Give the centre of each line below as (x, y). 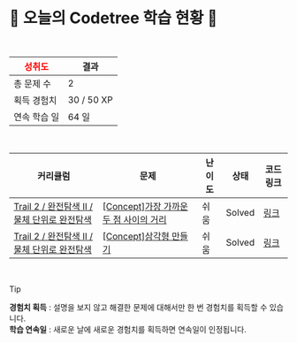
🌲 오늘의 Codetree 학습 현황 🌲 (114, 18)
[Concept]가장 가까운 (145, 206)
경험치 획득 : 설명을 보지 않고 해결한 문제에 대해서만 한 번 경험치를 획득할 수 (138, 307)
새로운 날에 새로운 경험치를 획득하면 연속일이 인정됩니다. (150, 329)
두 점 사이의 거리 (134, 219)
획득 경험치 (35, 100)
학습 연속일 (28, 329)
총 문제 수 (32, 83)
